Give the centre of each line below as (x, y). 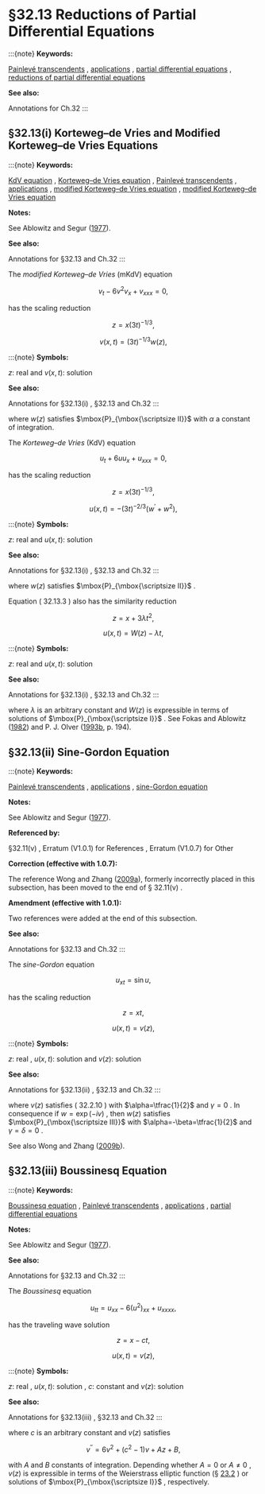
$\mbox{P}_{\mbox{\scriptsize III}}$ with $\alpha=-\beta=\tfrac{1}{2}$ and (130, 1122)
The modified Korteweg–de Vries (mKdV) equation (90, 274)
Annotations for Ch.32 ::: (48, 108)
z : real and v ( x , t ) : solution (50, 372)
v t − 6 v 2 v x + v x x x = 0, (133, 291)
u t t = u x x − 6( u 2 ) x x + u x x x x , (133, 1308)
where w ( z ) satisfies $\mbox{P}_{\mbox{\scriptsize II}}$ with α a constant (129, 418)
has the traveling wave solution (59, 1325)
